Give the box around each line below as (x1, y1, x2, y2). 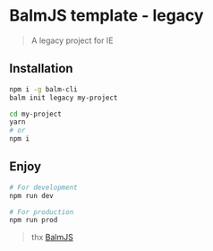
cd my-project (9, 109, 63, 118)
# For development (9, 183, 78, 192)
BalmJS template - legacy (9, 5, 204, 26)
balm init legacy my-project (9, 93, 118, 102)
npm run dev (9, 191, 54, 200)
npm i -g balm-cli (9, 84, 78, 94)
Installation (9, 61, 73, 76)
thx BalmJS (30, 232, 73, 243)
